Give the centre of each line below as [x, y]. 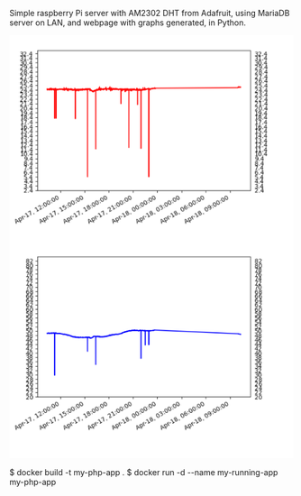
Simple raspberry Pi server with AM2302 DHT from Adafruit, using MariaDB [150, 13]
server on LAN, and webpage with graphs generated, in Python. [128, 23]
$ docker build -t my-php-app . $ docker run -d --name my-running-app [144, 472]
